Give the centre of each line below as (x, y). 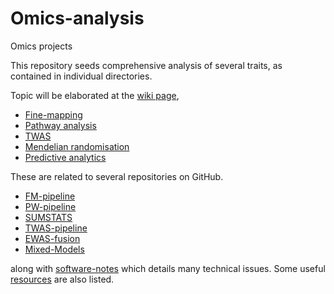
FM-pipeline (50, 196)
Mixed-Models (54, 249)
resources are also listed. (62, 279)
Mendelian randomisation (77, 146)
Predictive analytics (65, 157)
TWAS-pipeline (56, 228)
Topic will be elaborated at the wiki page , (95, 95)
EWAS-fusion (52, 238)
